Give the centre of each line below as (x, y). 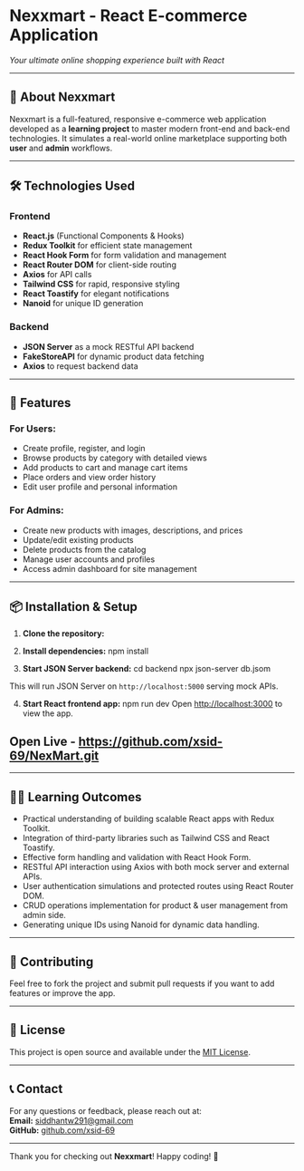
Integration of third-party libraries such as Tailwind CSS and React (146, 838)
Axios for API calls (57, 275)
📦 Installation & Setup (74, 607)
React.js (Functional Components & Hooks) (103, 236)
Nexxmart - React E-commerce (128, 16)
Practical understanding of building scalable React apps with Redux (148, 819)
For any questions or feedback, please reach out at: (105, 1110)
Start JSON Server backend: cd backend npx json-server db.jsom (147, 668)
